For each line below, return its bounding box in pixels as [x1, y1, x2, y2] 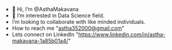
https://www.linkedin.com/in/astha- [78, 31, 166, 38]
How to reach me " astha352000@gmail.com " [11, 24, 125, 32]
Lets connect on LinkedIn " [11, 31, 79, 38]
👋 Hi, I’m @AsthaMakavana [11, 6, 79, 12]
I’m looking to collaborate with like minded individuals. [11, 18, 146, 25]
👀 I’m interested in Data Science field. [11, 12, 105, 19]
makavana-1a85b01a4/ [11, 37, 69, 44]
